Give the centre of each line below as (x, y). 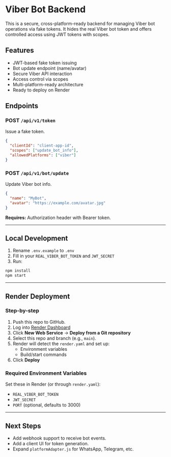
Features (20, 50)
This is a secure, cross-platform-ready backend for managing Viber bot (80, 23)
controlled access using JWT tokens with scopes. (58, 34)
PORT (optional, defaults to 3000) (47, 405)
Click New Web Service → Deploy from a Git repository (72, 332)
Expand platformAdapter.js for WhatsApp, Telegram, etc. (73, 449)
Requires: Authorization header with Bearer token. (58, 218)
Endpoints (22, 106)
